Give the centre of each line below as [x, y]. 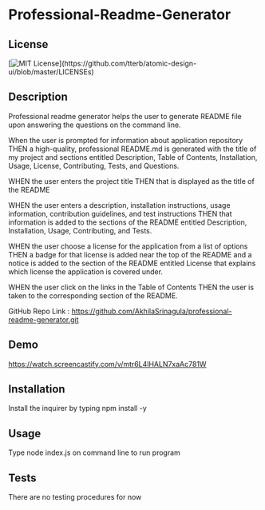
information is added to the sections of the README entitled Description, [128, 222]
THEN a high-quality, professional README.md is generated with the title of [132, 149]
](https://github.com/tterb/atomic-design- [128, 63]
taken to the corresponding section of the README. [93, 295]
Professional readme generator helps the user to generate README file [125, 116]
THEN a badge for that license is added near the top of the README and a [130, 254]
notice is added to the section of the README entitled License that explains [132, 263]
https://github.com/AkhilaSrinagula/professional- [152, 311]
